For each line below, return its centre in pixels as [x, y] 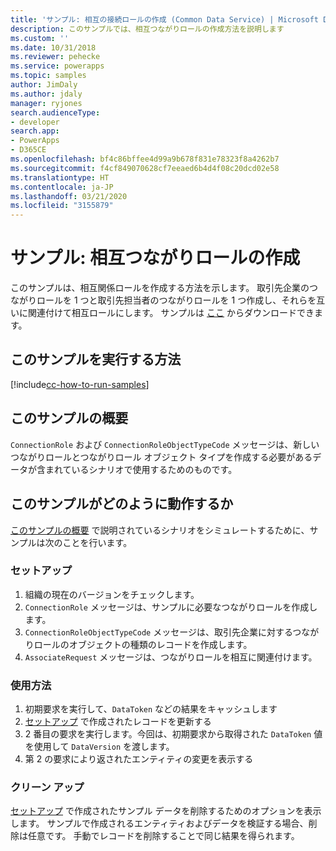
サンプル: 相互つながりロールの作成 [155, 258]
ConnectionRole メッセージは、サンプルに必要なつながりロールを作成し [171, 607]
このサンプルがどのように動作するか [122, 504]
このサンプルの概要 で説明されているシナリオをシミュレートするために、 [160, 530]
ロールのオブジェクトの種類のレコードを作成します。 [143, 644]
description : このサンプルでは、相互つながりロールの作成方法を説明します [147, 29]
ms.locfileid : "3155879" [62, 206]
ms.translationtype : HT [60, 177]
